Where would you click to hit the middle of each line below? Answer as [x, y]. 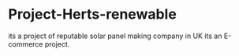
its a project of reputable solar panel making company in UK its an [115, 36]
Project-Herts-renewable [93, 14]
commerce [26, 44]
